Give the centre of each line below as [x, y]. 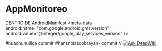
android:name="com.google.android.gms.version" [57, 28]
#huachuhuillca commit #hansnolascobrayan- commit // [64, 43]
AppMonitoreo [36, 9]
